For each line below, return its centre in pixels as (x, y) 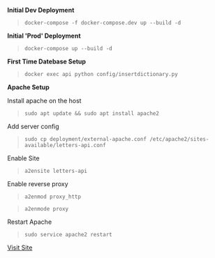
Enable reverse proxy (38, 184)
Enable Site (23, 158)
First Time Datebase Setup (46, 61)
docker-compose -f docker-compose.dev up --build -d (103, 23)
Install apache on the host (44, 101)
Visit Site (20, 248)
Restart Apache (30, 222)
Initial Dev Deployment (41, 10)
